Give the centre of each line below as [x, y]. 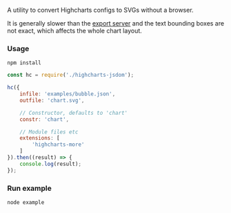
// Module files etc [49, 132]
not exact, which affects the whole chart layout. [75, 31]
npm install [24, 63]
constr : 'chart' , [44, 119]
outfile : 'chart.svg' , [52, 100]
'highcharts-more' [58, 145]
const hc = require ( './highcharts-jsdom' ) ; [71, 75]
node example [26, 202]
